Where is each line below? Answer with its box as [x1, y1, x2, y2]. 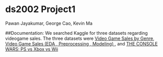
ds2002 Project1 [5, 4, 76, 15]
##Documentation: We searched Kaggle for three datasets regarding [5, 30, 148, 36]
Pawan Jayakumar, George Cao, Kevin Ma [5, 20, 92, 26]
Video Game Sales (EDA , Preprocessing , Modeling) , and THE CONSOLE [5, 40, 158, 46]
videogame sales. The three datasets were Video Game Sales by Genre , [5, 35, 155, 41]
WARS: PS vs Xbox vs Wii [5, 46, 59, 52]
